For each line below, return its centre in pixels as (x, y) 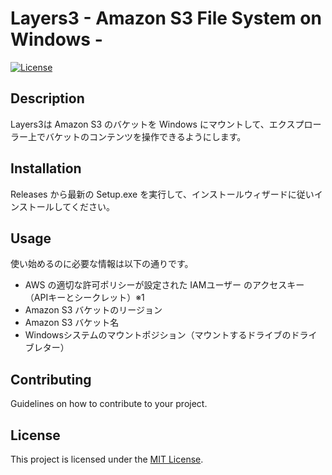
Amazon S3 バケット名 (72, 323)
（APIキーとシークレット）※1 (84, 298)
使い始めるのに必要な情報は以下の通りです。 (102, 264)
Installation (46, 168)
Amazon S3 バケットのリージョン (93, 310)
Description (47, 98)
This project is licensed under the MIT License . (107, 459)
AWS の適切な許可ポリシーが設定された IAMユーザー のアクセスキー (164, 285)
